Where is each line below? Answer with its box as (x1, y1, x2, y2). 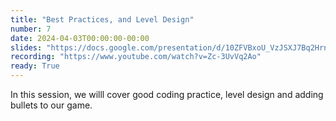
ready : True (10, 61, 60, 71)
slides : (10, 42, 43, 53)
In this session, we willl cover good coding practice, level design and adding (10, 89, 324, 100)
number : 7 (10, 24, 52, 34)
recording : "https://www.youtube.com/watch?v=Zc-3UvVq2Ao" (10, 52, 262, 62)
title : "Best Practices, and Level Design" (10, 14, 195, 25)
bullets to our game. (10, 99, 93, 111)
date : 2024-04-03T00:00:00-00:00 (10, 33, 150, 43)
